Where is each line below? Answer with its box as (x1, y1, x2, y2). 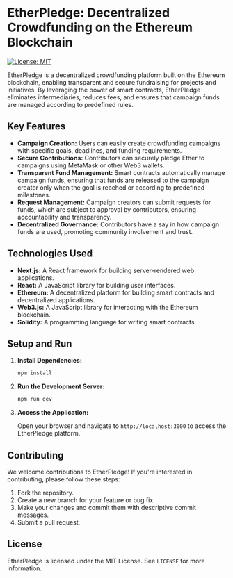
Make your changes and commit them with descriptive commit (17, 503, 197, 511)
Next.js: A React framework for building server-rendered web (17, 266, 195, 274)
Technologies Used (7, 248, 93, 260)
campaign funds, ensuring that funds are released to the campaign (17, 176, 209, 184)
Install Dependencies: (17, 356, 82, 365)
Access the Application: (17, 408, 89, 417)
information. (7, 564, 42, 572)
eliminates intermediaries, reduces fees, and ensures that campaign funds (7, 92, 220, 101)
